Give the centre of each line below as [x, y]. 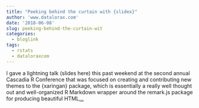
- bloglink [25, 39]
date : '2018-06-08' [30, 23]
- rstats [22, 51]
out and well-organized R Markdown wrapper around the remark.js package [99, 92]
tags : [13, 45]
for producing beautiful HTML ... [45, 98]
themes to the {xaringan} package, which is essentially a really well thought [99, 86]
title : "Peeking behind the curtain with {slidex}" [72, 12]
